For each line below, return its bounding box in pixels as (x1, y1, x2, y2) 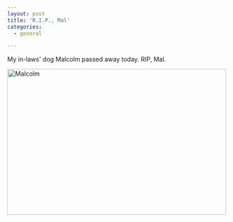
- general (13, 29, 42, 37)
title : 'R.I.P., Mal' (7, 17, 71, 24)
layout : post (7, 10, 45, 18)
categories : (7, 23, 42, 30)
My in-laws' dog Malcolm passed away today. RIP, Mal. (7, 55, 167, 64)
